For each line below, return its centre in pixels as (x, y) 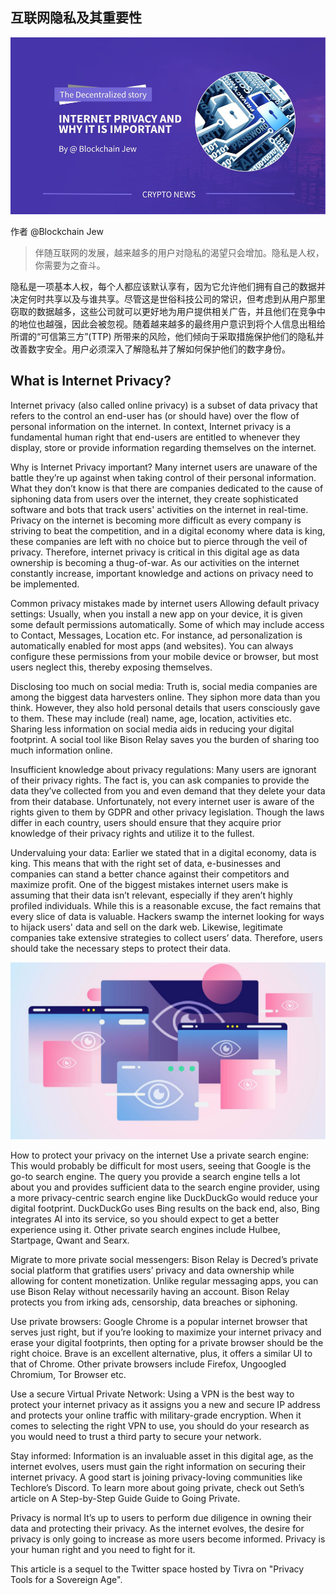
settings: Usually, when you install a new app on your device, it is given (156, 614)
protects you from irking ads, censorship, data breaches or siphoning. (154, 1302)
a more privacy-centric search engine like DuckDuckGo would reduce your (164, 1198)
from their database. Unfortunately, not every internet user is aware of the (162, 801)
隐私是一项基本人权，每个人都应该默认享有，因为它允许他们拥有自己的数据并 (168, 287)
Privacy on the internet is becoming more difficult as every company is (156, 520)
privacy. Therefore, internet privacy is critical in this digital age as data (155, 552)
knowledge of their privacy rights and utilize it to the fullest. (132, 833)
